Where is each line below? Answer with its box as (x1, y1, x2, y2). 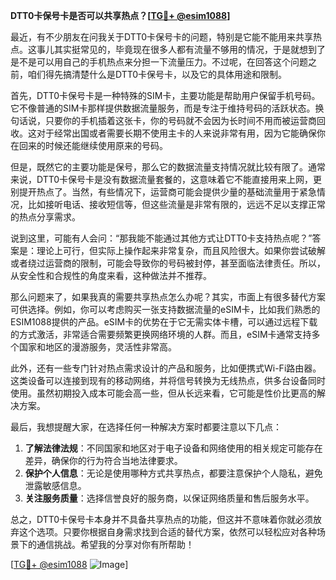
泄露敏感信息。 (24, 480, 87, 491)
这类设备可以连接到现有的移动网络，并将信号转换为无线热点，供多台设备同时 (10, 375, 326, 386)
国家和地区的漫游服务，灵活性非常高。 (18, 341, 177, 353)
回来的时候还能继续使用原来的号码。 (18, 140, 168, 151)
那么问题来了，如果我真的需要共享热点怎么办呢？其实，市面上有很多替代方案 (10, 291, 326, 303)
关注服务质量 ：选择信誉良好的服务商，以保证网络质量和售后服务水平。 (24, 492, 315, 504)
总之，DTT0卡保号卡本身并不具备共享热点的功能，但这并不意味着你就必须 (10, 514, 314, 525)
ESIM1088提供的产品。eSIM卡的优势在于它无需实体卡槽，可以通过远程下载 (10, 316, 318, 328)
